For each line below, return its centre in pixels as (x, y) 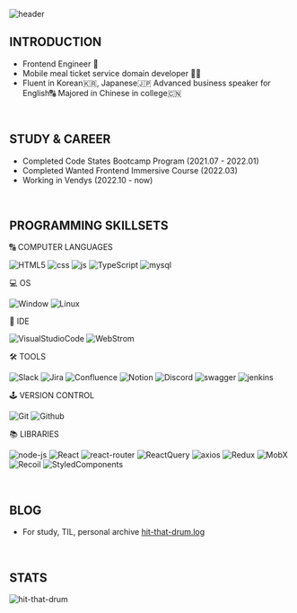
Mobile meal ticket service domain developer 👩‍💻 (112, 73)
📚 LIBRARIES (35, 434)
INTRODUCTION (56, 42)
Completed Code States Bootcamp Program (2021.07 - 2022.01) (141, 161)
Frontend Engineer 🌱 (60, 64)
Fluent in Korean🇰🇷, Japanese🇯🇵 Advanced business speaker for (146, 83)
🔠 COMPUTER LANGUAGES (61, 247)
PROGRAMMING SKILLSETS (89, 226)
